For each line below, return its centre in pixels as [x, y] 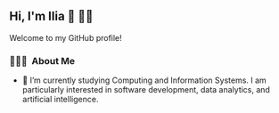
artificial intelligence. [60, 100]
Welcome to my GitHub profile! [66, 37]
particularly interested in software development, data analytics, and [146, 90]
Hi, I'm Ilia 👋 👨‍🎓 [51, 16]
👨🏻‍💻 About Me [42, 61]
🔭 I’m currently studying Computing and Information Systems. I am [144, 80]
